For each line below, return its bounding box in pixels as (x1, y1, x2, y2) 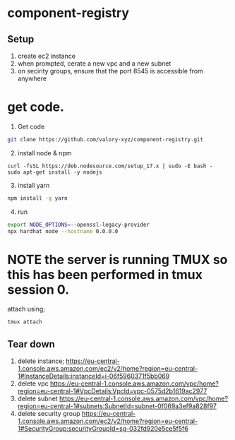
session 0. (7, 281, 69, 297)
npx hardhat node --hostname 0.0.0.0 (7, 227, 119, 234)
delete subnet (17, 394, 58, 403)
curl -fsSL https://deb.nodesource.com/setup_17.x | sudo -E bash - (7, 162, 213, 170)
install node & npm (17, 148, 72, 157)
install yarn (17, 181, 50, 189)
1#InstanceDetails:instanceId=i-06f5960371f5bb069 (17, 372, 170, 381)
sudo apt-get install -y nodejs (7, 168, 102, 176)
